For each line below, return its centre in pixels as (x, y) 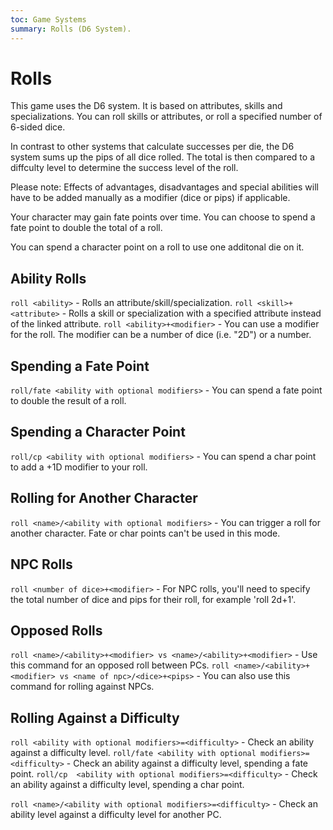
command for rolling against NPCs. (82, 687)
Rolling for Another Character (104, 498)
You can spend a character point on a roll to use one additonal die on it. (157, 247)
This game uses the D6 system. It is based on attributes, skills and (146, 106)
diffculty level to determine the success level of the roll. (124, 168)
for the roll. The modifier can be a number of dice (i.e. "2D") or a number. (161, 335)
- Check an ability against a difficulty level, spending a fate (187, 763)
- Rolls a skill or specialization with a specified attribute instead (191, 313)
